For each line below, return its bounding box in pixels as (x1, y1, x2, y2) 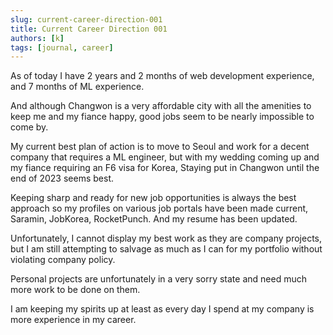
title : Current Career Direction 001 (10, 24, 168, 34)
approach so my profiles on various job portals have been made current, (10, 202, 309, 215)
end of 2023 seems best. (10, 172, 114, 185)
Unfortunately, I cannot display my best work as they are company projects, (10, 232, 323, 245)
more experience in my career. (10, 314, 137, 326)
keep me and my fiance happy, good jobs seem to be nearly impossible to (10, 111, 315, 123)
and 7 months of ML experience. (10, 81, 145, 93)
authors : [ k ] (10, 33, 65, 43)
